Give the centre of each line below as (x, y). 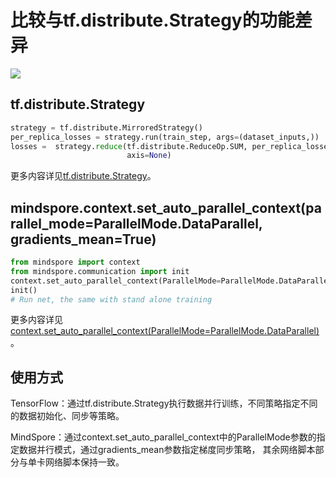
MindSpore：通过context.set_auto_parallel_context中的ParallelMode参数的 (163, 437)
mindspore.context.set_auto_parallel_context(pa (166, 207)
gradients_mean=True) (83, 239)
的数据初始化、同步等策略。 (67, 416)
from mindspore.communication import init (100, 271)
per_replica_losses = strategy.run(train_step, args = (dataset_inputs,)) (165, 137)
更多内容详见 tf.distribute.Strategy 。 (83, 176)
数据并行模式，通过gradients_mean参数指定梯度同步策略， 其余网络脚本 (167, 450)
